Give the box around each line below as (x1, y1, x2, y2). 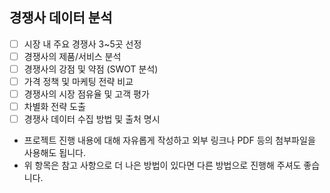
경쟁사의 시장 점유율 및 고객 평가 (23, 88, 150, 100)
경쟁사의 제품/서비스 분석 (23, 50, 122, 62)
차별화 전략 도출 (23, 101, 86, 113)
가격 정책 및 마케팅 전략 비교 (23, 76, 134, 87)
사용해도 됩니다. (23, 147, 86, 159)
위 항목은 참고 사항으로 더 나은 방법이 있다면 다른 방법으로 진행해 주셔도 (23, 159, 302, 172)
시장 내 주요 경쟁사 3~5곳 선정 (23, 38, 142, 50)
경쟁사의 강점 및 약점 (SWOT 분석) (23, 63, 159, 75)
